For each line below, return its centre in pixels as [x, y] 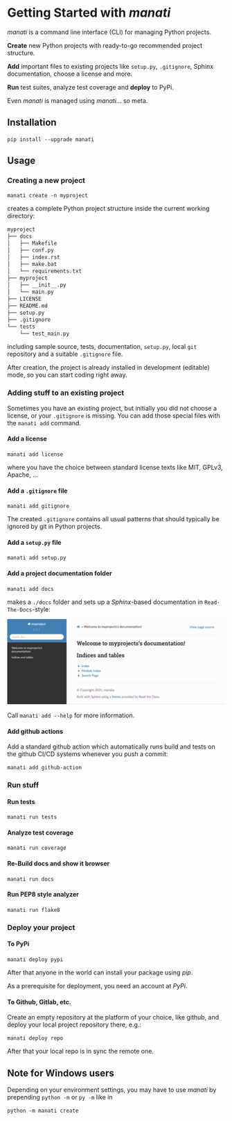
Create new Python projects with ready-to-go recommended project [105, 45]
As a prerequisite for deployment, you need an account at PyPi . [97, 985]
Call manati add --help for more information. [71, 715]
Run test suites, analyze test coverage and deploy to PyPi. [91, 87]
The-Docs [20, 609]
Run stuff [23, 785]
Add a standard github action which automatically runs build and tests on [111, 747]
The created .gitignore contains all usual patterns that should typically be [113, 519]
